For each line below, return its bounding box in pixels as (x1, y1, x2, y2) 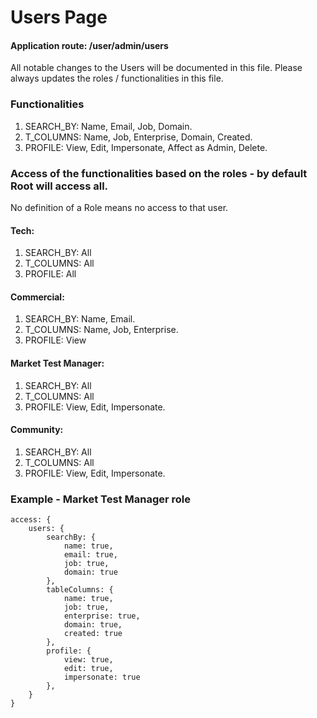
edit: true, (63, 664, 114, 674)
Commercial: (10, 291, 65, 303)
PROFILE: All (24, 268, 77, 280)
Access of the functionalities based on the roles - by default (10, 166, 308, 180)
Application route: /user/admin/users (10, 39, 169, 51)
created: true (63, 629, 123, 639)
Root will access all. (10, 179, 109, 193)
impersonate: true (63, 672, 141, 683)
